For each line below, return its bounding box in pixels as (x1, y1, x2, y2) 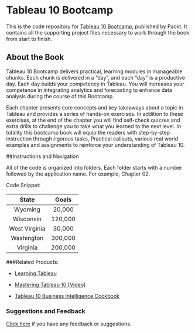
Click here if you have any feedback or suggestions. (6, 320, 132, 328)
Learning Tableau (14, 270, 57, 277)
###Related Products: (6, 258, 59, 265)
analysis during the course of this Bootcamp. (6, 92, 114, 99)
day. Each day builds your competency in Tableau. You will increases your (6, 80, 184, 87)
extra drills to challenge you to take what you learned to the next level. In (6, 122, 182, 129)
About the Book (6, 52, 64, 62)
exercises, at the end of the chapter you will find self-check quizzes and (6, 116, 180, 123)
